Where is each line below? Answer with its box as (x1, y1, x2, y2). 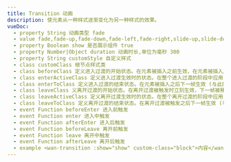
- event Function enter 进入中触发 (13, 112, 110, 119)
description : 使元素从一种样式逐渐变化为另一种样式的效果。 (7, 17, 160, 23)
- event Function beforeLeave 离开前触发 (13, 125, 129, 132)
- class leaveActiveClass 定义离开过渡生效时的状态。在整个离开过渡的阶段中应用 (13, 94, 223, 101)
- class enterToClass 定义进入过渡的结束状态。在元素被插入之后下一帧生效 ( (13, 81, 212, 88)
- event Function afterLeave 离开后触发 (13, 139, 126, 145)
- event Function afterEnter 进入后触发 (13, 119, 126, 126)
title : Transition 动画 (7, 10, 74, 17)
